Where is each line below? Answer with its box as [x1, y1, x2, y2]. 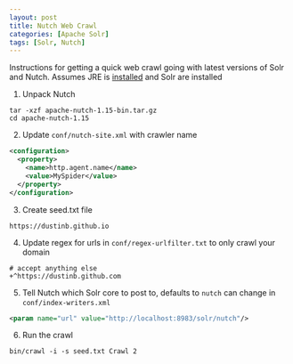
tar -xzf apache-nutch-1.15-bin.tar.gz [9, 106, 158, 116]
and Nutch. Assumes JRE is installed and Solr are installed [9, 72, 223, 83]
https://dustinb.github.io [9, 222, 110, 231]
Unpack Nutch [21, 89, 76, 100]
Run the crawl [21, 330, 74, 341]
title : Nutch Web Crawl [9, 21, 98, 30]
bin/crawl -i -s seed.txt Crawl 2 [9, 347, 138, 356]
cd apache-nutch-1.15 [9, 114, 90, 123]
